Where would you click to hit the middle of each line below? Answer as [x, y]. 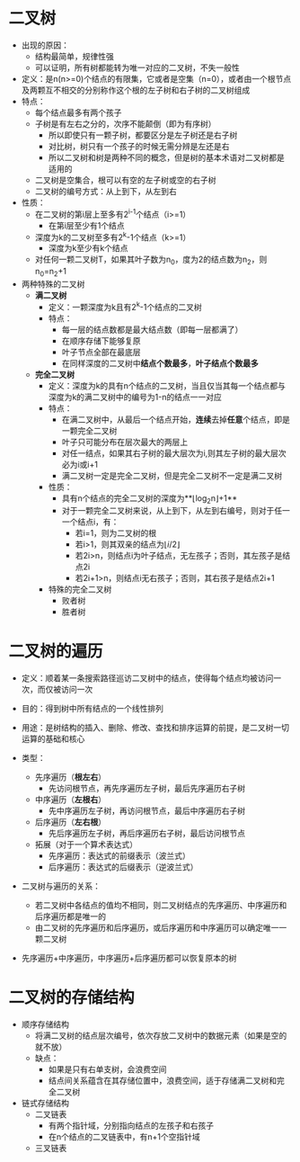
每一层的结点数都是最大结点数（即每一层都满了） [152, 329]
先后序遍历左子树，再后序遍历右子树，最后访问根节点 [147, 834]
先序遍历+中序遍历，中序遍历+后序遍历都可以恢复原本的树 [129, 958]
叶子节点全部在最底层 [101, 352]
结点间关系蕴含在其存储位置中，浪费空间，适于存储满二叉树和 [163, 1081]
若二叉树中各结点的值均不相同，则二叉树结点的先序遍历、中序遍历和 [161, 906]
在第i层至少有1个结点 [86, 225]
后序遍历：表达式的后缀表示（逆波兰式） [123, 867]
